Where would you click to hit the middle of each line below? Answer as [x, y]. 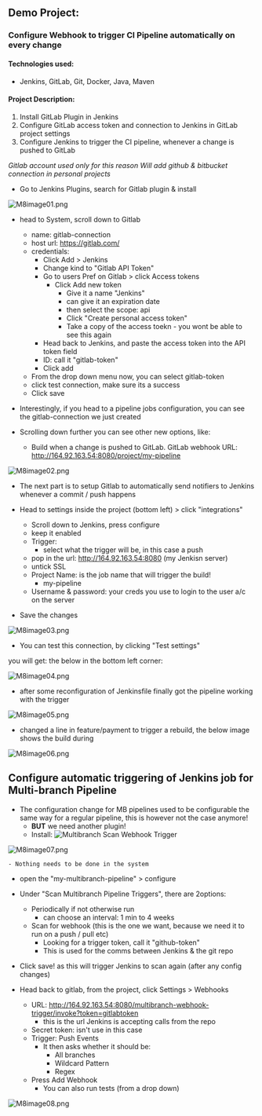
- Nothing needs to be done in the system [78, 864]
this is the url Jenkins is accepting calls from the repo [129, 1021]
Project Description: [42, 99]
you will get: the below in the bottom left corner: [86, 660]
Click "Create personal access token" [127, 318]
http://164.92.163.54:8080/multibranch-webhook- [129, 1004]
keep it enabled [56, 532]
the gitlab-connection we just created [80, 416]
